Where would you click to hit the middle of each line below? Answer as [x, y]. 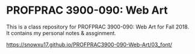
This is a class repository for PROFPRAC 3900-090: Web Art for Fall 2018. [98, 27]
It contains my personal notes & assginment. [61, 33]
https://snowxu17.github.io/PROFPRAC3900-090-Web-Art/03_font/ [89, 45]
